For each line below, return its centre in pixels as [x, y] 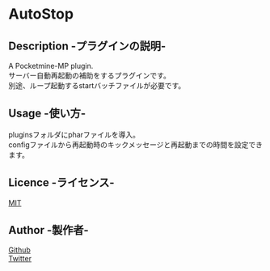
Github [19, 250]
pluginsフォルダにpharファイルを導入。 [74, 134]
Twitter [20, 259]
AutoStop [41, 14]
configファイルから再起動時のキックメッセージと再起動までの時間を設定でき [135, 144]
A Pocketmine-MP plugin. [51, 66]
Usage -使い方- [47, 114]
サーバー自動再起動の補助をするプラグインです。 [90, 75]
